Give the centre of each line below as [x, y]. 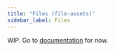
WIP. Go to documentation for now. [58, 40]
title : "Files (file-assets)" [52, 14]
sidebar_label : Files [39, 20]
